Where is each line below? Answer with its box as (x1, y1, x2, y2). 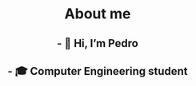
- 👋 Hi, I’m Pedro (56, 37, 139, 50)
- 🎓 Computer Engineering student (7, 64, 188, 78)
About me (64, 5, 131, 23)
